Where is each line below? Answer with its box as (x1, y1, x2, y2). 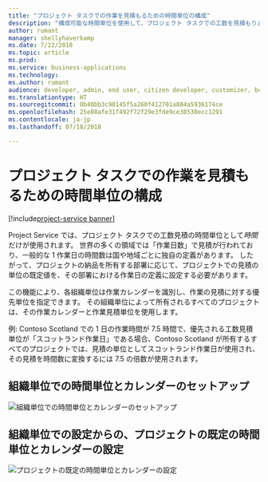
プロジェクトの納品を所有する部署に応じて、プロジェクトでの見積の (35, 260, 259, 270)
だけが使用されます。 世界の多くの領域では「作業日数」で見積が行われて (8, 240, 246, 250)
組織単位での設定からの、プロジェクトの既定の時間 (8, 428, 260, 441)
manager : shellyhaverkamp (8, 34, 94, 42)
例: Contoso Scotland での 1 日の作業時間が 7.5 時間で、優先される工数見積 (8, 324, 254, 334)
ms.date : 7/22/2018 (8, 41, 73, 49)
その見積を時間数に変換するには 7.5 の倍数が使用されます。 (8, 354, 203, 363)
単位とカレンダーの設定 (8, 442, 124, 456)
